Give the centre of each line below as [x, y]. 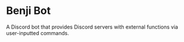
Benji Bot [29, 11]
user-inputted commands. [38, 33]
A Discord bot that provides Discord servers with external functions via [92, 27]
